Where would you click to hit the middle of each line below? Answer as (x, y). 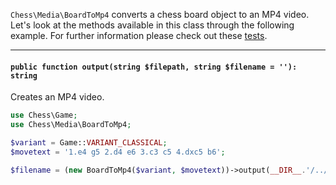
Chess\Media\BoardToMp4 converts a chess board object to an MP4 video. (160, 14)
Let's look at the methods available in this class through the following (152, 25)
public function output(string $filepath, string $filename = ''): (154, 67)
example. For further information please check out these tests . (139, 35)
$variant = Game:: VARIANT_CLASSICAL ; (89, 142)
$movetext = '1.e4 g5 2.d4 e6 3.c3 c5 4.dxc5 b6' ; (118, 152)
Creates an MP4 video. (57, 97)
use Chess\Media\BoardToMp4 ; (71, 125)
